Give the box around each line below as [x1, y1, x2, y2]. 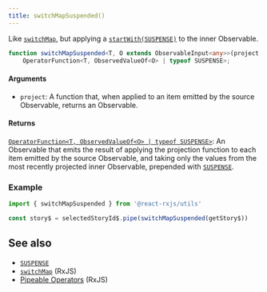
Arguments [8, 74, 47, 83]
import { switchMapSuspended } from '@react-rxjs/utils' [8, 200, 202, 208]
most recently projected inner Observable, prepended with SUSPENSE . [8, 162, 234, 171]
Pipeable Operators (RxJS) [19, 274, 108, 284]
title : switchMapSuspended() [8, 11, 106, 20]
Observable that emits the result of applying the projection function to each [8, 145, 257, 154]
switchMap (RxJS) [19, 266, 78, 276]
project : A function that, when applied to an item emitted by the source [19, 91, 255, 101]
